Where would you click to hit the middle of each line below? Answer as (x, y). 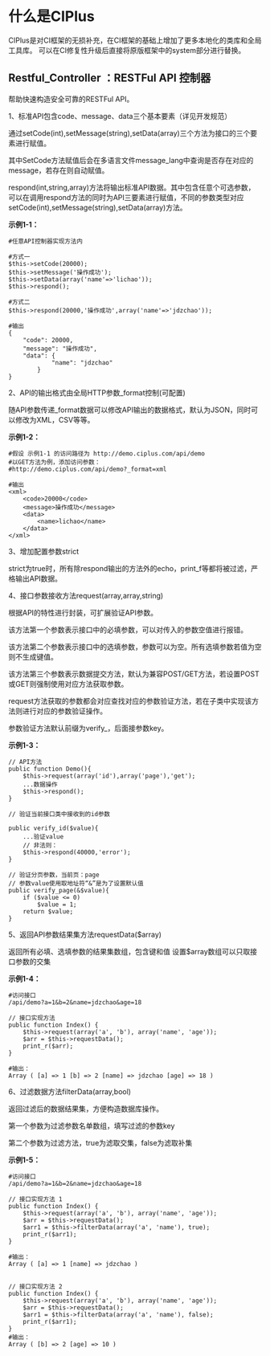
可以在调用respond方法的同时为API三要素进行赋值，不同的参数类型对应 (126, 197)
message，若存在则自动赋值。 (59, 170)
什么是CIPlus (51, 16)
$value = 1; (57, 905)
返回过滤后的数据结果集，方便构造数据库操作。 (86, 1109)
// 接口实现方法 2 (35, 1286)
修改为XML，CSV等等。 (55, 419)
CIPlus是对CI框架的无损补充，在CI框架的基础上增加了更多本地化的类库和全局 (135, 40)
